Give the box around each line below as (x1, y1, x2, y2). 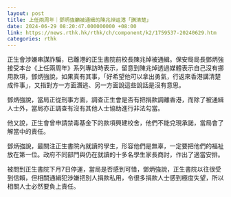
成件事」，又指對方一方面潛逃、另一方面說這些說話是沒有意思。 (7, 81, 185, 89)
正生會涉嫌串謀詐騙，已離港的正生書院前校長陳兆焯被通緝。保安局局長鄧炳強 (7, 56, 224, 64)
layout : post (7, 10, 45, 17)
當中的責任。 (12, 128, 49, 136)
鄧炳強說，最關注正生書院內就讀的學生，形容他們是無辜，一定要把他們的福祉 (7, 142, 224, 150)
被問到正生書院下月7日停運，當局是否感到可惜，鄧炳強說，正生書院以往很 (7, 165, 215, 174)
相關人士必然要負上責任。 (7, 183, 80, 191)
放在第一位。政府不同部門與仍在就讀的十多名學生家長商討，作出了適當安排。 (7, 150, 224, 159)
